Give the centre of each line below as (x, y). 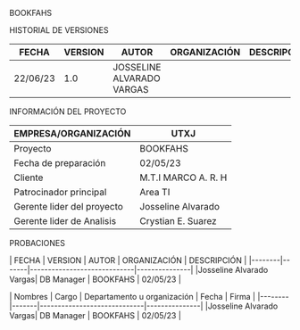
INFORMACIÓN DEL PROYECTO (68, 111)
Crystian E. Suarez (178, 221)
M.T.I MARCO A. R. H (183, 177)
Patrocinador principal (60, 192)
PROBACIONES (37, 243)
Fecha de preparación (60, 163)
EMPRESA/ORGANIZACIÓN (72, 133)
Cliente (29, 177)
